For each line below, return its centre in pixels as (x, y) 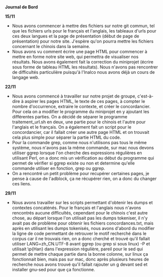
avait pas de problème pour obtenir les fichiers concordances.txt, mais (83, 223)
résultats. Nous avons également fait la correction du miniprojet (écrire (83, 62)
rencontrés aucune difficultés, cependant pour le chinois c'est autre (80, 213)
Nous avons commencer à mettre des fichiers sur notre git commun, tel (83, 26)
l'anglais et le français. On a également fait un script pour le (72, 127)
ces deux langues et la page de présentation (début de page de (75, 36)
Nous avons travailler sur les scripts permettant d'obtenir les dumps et (82, 203)
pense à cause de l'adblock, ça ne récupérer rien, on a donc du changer (84, 179)
